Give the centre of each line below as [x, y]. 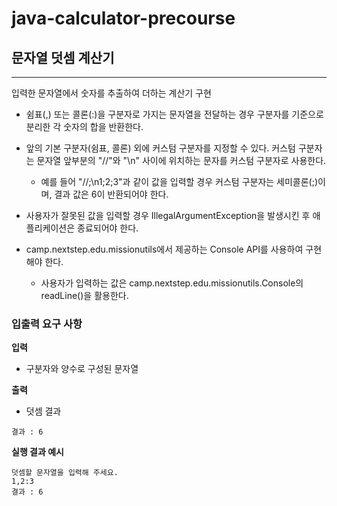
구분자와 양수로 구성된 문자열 [82, 369]
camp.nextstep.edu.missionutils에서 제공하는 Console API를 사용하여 [164, 249]
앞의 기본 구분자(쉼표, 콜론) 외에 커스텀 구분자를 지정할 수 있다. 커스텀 [160, 148]
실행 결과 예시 [37, 452]
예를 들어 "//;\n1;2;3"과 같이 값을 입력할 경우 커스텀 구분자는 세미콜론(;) [179, 181]
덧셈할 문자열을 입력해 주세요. [65, 473]
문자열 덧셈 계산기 [63, 57]
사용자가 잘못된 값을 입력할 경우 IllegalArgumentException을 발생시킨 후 [168, 215]
